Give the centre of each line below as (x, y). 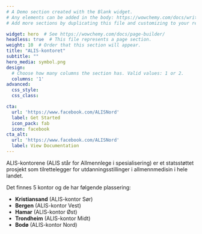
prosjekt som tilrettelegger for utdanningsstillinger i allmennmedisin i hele (97, 169)
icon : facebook (31, 129)
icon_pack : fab (31, 123)
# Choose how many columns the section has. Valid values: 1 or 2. (98, 73)
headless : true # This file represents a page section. (79, 40)
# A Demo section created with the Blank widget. (70, 12)
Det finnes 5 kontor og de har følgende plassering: (69, 187)
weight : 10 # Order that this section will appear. (74, 45)
